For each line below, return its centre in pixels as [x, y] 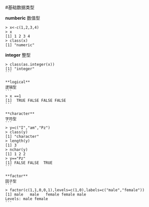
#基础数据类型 [20, 7]
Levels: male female [27, 199]
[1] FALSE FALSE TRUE [29, 163]
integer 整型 [18, 55]
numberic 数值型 [23, 18]
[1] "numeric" [20, 45]
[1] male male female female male [46, 194]
